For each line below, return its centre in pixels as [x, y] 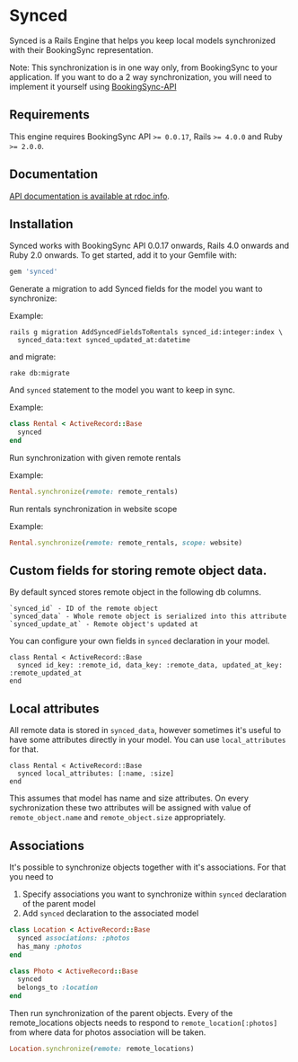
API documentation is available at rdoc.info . [90, 196]
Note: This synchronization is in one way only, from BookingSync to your [144, 67]
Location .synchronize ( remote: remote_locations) [102, 1049]
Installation [41, 224]
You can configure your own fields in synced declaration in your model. [140, 641]
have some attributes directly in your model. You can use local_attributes [148, 740]
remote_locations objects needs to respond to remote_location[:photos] [144, 1023]
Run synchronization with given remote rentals [95, 457]
